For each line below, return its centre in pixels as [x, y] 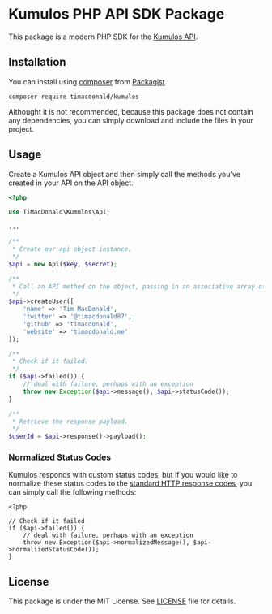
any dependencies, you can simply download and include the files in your [131, 120]
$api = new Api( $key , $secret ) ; [63, 264]
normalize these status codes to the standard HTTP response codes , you [130, 483]
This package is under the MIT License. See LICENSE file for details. [122, 601]
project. [21, 129]
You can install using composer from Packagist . [88, 81]
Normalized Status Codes [60, 457]
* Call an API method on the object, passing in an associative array [133, 286]
